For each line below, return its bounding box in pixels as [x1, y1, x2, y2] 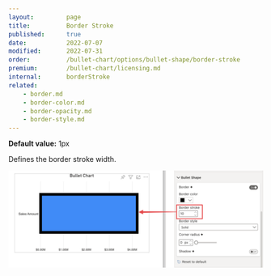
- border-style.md [23, 116, 85, 124]
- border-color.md [23, 98, 85, 107]
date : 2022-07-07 [8, 39, 104, 47]
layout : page [8, 13, 82, 21]
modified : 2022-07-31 [8, 47, 104, 56]
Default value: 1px [8, 138, 70, 149]
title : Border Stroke [8, 21, 114, 30]
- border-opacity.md [23, 107, 92, 115]
